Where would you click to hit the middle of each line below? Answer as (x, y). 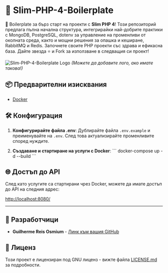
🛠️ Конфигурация (34, 116)
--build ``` (26, 156)
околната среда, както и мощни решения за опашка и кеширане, (75, 40)
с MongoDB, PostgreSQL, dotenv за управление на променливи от (75, 35)
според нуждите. (31, 141)
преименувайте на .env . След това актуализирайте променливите (83, 136)
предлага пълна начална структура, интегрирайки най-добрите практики (84, 29)
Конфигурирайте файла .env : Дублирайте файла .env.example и (81, 130)
